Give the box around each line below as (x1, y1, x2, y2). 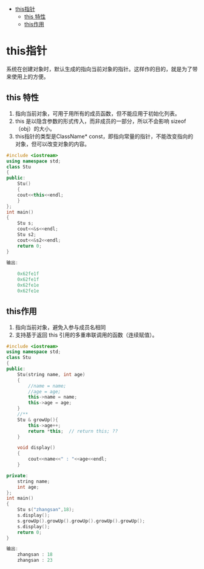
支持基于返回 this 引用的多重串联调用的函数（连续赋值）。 (15, 331, 158, 338)
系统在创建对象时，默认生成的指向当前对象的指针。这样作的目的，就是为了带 (6, 65, 198, 72)
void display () (17, 445, 56, 451)
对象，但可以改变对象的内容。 (15, 140, 90, 147)
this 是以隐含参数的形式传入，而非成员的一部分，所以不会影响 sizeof (15, 117, 186, 125)
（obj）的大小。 (15, 125, 56, 132)
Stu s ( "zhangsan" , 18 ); (17, 507, 75, 513)
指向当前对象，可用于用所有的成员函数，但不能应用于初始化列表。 (15, 110, 180, 117)
